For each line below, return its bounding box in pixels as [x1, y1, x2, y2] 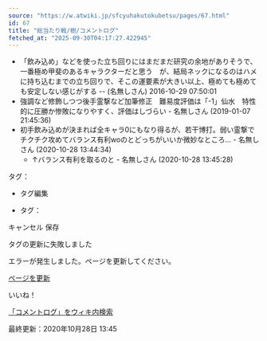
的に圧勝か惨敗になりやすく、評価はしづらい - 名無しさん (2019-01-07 [19, 107, 251, 116]
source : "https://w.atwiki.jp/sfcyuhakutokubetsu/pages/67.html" [8, 11, 230, 20]
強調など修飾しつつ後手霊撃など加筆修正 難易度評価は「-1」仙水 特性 [19, 96, 257, 106]
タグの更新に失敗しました [8, 240, 92, 249]
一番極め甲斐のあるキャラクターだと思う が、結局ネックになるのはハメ [19, 67, 257, 76]
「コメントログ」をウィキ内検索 [8, 308, 113, 317]
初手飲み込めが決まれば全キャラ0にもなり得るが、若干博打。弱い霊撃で [19, 125, 255, 135]
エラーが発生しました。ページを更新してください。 [8, 257, 175, 266]
